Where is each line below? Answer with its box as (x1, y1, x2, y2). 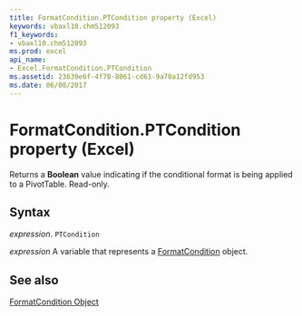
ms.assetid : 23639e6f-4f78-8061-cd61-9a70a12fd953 (9, 72, 205, 81)
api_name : (9, 55, 47, 64)
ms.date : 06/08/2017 (9, 81, 88, 90)
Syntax (9, 205, 51, 220)
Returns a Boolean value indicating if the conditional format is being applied (9, 168, 293, 179)
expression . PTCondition (9, 228, 100, 240)
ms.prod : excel (9, 47, 67, 56)
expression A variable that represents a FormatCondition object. (9, 246, 248, 257)
